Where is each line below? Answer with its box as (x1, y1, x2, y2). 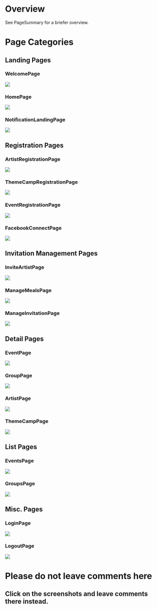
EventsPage (5, 458, 34, 464)
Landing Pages (5, 56, 51, 64)
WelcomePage (5, 71, 40, 77)
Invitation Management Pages (5, 249, 98, 258)
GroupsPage (5, 480, 35, 487)
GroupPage (5, 372, 33, 379)
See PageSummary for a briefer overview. (5, 19, 89, 25)
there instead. (5, 597, 49, 606)
